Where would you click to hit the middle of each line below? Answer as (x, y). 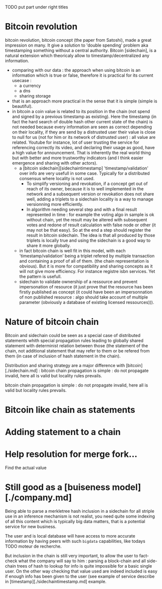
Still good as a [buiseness (58, 487)
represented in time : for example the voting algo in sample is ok (90, 214)
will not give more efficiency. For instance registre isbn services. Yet (87, 271)
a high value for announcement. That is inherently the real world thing (81, 152)
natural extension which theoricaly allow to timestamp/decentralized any (77, 55)
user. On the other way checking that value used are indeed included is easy (81, 571)
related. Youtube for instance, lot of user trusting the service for (75, 142)
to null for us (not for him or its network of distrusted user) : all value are (84, 137)
